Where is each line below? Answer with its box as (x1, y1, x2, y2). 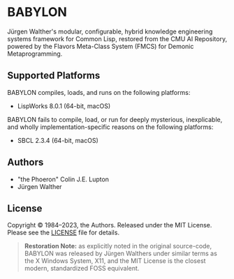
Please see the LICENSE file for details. (7, 228, 120, 237)
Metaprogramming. (7, 50, 63, 58)
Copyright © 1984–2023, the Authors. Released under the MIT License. (7, 221, 212, 229)
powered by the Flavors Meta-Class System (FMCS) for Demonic (7, 42, 194, 50)
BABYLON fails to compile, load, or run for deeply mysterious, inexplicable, (7, 115, 223, 123)
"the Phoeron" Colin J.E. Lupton (17, 175, 110, 183)
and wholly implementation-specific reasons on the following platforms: (7, 123, 214, 131)
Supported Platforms (7, 70, 101, 82)
